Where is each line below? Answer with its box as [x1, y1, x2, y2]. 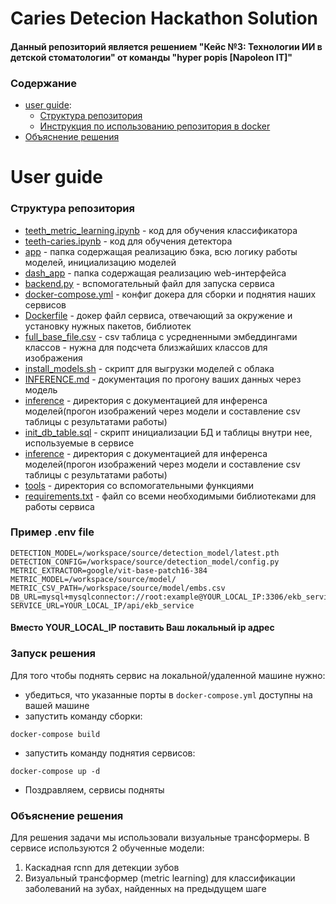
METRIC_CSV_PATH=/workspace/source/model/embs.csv [10, 583, 226, 593]
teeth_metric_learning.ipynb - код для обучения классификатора [24, 224, 298, 236]
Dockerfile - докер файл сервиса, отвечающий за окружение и [24, 309, 293, 321]
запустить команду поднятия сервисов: [24, 747, 196, 759]
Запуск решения [10, 647, 97, 661]
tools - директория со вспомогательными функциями [24, 479, 254, 491]
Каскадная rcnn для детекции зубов [24, 862, 180, 874]
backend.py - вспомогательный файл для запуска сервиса [24, 277, 275, 289]
